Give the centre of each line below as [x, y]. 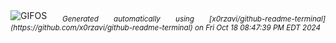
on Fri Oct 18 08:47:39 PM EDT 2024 [257, 27]
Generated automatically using [128, 19]
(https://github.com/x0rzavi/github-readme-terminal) [101, 27]
